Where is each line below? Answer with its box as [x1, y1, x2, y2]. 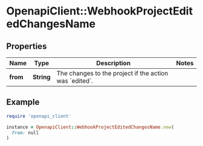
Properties [6, 41, 47, 51]
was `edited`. [56, 77, 94, 85]
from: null [11, 130, 39, 136]
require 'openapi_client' [6, 113, 71, 119]
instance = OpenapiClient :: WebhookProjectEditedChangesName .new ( [6, 124, 174, 130]
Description [96, 59, 131, 67]
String [32, 73, 51, 81]
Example [6, 97, 40, 107]
